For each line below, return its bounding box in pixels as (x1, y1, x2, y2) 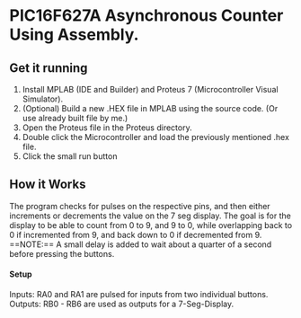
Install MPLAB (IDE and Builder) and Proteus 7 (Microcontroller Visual (22, 84, 279, 94)
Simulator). (22, 93, 64, 104)
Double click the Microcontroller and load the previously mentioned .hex (22, 132, 290, 142)
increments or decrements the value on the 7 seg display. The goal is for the (9, 210, 292, 221)
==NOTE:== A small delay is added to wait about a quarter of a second (9, 239, 272, 250)
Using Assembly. (9, 24, 139, 45)
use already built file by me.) (22, 113, 128, 123)
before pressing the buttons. (9, 248, 115, 259)
